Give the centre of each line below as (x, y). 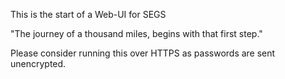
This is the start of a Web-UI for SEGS (88, 14)
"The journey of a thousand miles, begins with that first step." (136, 33)
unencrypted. (38, 63)
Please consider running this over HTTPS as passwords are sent (143, 53)
